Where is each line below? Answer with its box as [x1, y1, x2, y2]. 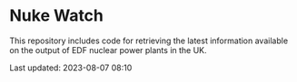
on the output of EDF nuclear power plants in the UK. [9, 44, 207, 55]
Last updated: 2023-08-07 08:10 [9, 62, 133, 73]
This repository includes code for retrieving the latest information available [9, 35, 289, 46]
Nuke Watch [9, 5, 104, 26]
